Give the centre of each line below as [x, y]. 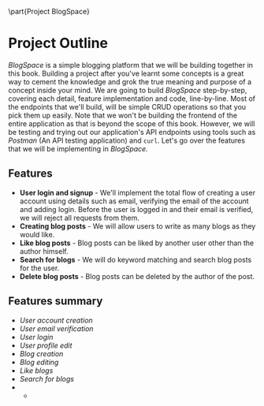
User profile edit [46, 345]
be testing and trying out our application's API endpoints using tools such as [132, 132]
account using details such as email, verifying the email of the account [134, 201]
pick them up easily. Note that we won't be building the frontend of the [123, 115]
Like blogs [36, 371]
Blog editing [39, 362]
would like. [37, 234]
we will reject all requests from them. [80, 218]
